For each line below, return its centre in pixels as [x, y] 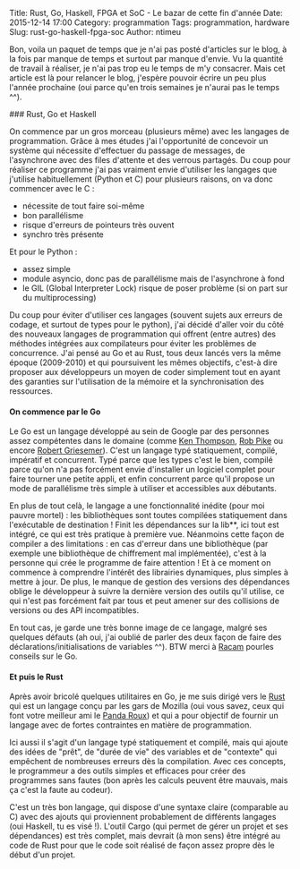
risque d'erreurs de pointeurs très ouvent [98, 225]
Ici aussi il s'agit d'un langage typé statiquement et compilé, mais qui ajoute [149, 743]
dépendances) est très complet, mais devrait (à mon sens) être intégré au [145, 836]
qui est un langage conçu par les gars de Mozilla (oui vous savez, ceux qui [147, 706]
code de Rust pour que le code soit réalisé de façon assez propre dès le [142, 846]
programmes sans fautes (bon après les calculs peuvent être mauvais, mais [149, 780]
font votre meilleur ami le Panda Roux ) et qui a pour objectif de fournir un [144, 716]
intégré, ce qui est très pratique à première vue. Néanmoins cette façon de [147, 534]
